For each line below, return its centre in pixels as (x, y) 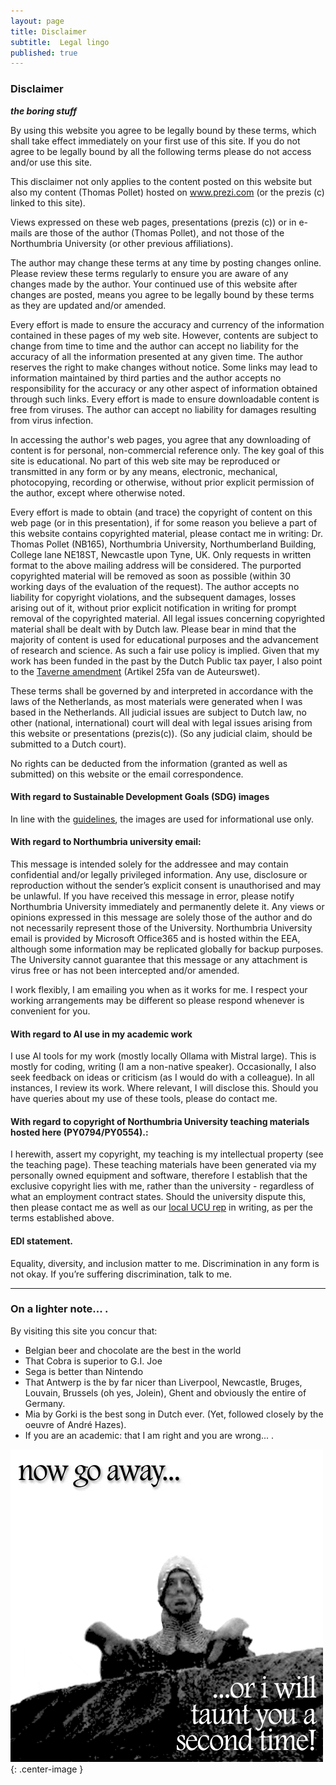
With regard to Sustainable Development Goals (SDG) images (140, 797)
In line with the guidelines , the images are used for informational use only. (162, 819)
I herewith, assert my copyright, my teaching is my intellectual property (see (167, 1154)
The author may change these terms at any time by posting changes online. (166, 262)
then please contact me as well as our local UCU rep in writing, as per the (161, 1207)
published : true (44, 53)
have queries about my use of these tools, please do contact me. (144, 1099)
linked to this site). (48, 202)
